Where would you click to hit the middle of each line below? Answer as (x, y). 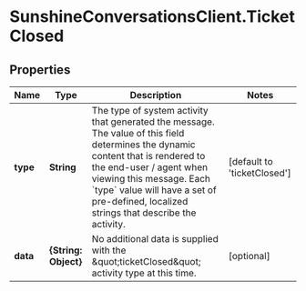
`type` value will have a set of (154, 190)
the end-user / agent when (149, 167)
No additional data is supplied (155, 239)
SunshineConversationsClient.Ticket (153, 17)
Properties (40, 70)
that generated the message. (153, 122)
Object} (66, 261)
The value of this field (138, 133)
